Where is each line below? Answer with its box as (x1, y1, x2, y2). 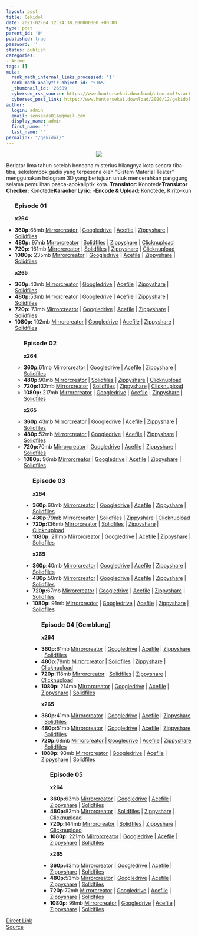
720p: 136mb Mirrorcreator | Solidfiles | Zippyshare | (32, 520, 159, 528)
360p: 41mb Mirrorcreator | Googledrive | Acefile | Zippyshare (41, 711, 191, 719)
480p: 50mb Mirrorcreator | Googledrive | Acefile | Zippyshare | (32, 574, 187, 581)
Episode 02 (23, 339, 57, 347)
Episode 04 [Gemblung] (41, 620, 111, 628)
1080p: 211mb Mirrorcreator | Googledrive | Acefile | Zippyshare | (32, 533, 192, 540)
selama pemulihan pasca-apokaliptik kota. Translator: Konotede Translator (6, 180, 188, 187)
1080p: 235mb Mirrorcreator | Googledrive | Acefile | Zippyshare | (14, 252, 176, 259)
